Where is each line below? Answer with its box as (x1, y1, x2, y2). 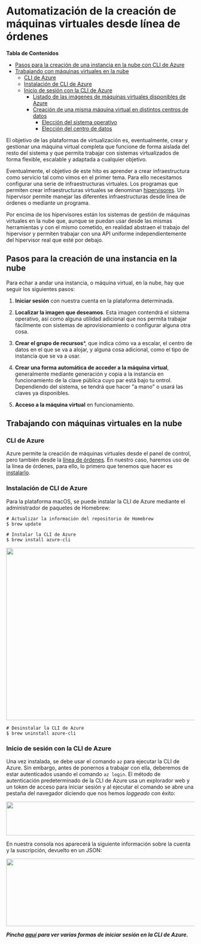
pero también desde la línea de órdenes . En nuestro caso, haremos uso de (6, 456, 190, 463)
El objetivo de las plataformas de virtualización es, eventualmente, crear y (6, 136, 188, 143)
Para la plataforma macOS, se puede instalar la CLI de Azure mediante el (6, 498, 185, 505)
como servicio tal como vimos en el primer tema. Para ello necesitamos (6, 173, 182, 181)
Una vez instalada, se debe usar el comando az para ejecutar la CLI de (6, 758, 180, 765)
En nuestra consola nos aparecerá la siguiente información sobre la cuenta (6, 840, 191, 847)
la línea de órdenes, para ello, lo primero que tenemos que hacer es (6, 463, 173, 470)
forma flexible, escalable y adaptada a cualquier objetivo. (6, 155, 148, 163)
